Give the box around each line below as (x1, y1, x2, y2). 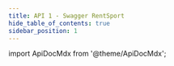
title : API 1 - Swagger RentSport (8, 11, 125, 20)
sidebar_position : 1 (8, 27, 79, 35)
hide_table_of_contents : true (8, 19, 111, 27)
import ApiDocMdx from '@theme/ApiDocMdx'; (8, 49, 167, 59)
